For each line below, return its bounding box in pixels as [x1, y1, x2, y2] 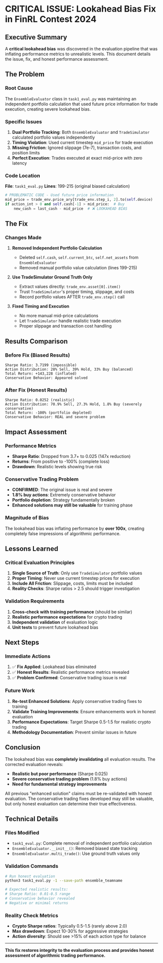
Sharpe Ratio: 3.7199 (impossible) [5, 363, 77, 368]
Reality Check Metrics [5, 912, 58, 919]
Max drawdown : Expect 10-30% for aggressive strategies [12, 928, 129, 934]
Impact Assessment [5, 428, 67, 436]
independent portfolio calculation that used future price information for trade [5, 101, 158, 107]
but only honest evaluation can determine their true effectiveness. [5, 800, 137, 806]
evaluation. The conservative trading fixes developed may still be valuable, [5, 796, 154, 801]
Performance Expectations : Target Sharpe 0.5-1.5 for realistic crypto [12, 719, 151, 725]
